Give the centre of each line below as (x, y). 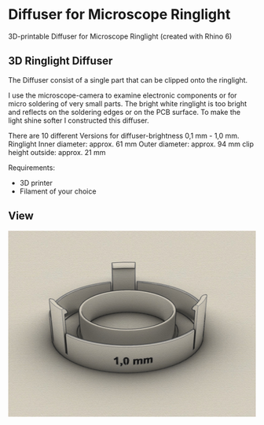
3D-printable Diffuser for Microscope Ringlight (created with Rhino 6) (120, 36)
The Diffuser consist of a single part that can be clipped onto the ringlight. (128, 79)
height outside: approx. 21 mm (57, 152)
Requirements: (31, 168)
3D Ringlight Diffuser (60, 61)
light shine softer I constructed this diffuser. (79, 120)
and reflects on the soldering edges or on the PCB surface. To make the (125, 112)
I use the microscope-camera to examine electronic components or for (123, 95)
